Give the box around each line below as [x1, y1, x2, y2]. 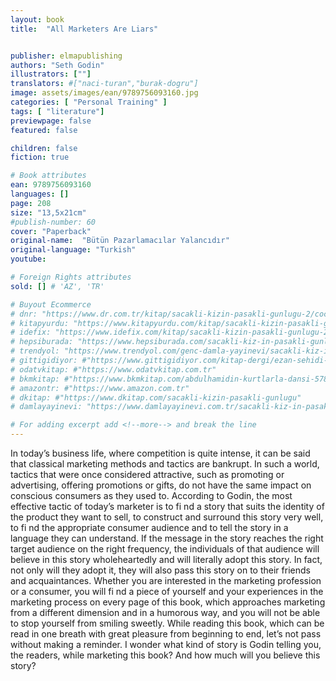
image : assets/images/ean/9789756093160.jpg [10, 88, 199, 98]
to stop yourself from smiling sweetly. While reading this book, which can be [10, 617, 325, 629]
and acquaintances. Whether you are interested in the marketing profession [10, 575, 322, 586]
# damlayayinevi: [10, 402, 83, 412]
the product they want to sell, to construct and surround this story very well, [10, 511, 324, 523]
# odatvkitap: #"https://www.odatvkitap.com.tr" [10, 364, 217, 375]
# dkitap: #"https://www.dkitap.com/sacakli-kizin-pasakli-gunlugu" [10, 392, 302, 403]
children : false [10, 143, 78, 153]
